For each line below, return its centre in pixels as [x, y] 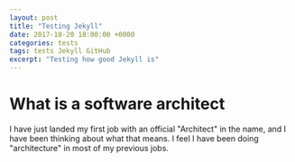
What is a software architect [117, 104]
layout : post [34, 18]
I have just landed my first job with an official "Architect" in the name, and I [148, 129]
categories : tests [44, 43]
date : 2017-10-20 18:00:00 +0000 [72, 34]
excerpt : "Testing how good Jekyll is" [84, 59]
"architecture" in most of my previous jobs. [89, 148]
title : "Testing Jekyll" [56, 26]
